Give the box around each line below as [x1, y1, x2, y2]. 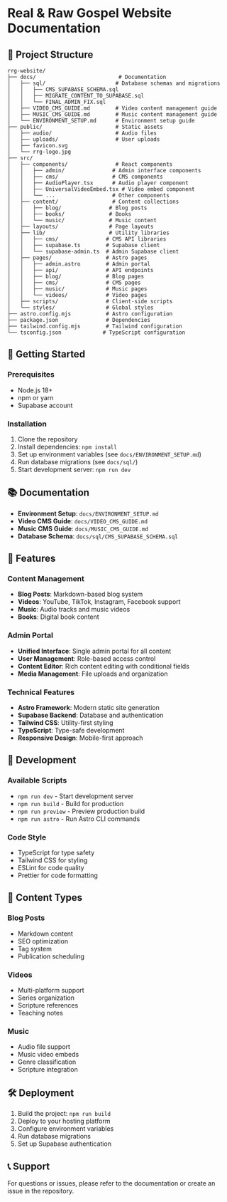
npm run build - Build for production [17, 799, 124, 808]
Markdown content [17, 929, 73, 938]
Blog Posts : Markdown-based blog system [17, 590, 143, 599]
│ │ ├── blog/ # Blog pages [7, 273, 144, 280]
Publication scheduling [17, 952, 85, 961]
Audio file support [17, 1042, 71, 1051]
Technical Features [7, 687, 75, 697]
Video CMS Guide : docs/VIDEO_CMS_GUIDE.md [17, 516, 148, 525]
